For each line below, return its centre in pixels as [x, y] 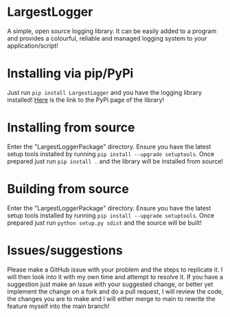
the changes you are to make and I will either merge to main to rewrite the [111, 298]
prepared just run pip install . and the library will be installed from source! [115, 161]
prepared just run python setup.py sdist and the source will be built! [105, 222]
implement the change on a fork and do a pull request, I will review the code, [115, 291]
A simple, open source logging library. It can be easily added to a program [112, 31]
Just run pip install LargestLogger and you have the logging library [105, 92]
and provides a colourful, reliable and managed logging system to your [107, 38]
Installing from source [71, 128]
